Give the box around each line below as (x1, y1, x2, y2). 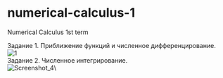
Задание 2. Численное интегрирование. (7, 56, 128, 64)
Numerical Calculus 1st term (7, 28, 89, 36)
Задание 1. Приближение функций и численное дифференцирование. (7, 41, 216, 49)
